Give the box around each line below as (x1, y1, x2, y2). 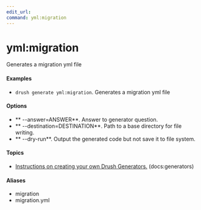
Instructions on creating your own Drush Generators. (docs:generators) (15, 163, 194, 170)
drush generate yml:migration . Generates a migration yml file (15, 88, 171, 96)
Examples (6, 75, 32, 82)
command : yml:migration (6, 15, 67, 21)
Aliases (6, 177, 26, 184)
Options (6, 102, 27, 110)
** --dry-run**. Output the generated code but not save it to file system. (15, 135, 196, 142)
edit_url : (6, 9, 32, 15)
